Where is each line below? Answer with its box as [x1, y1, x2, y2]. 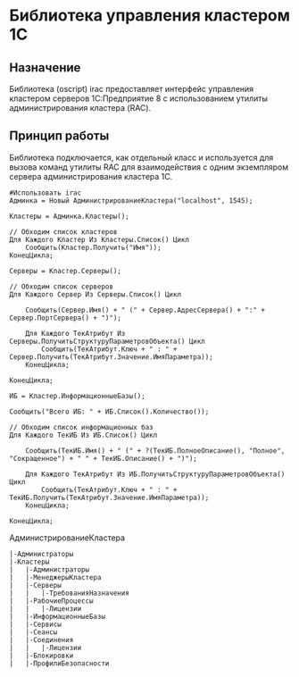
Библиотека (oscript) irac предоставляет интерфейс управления [9, 84, 254, 94]
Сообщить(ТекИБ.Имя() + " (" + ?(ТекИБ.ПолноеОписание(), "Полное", [25, 446, 286, 456]
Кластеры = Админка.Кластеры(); [9, 212, 129, 221]
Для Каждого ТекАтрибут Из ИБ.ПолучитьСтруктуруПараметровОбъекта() [25, 470, 286, 479]
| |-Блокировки [9, 651, 74, 660]
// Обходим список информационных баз [9, 422, 154, 431]
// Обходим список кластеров [9, 227, 118, 237]
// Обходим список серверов [9, 282, 114, 291]
